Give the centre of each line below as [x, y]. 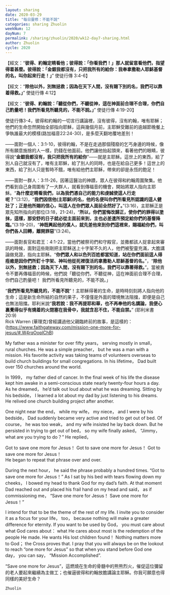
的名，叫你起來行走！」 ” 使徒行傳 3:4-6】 [48, 75]
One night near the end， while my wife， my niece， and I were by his [79, 411]
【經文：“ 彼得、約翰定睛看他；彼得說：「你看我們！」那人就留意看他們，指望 [85, 63]
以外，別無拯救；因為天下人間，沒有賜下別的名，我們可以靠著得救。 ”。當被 [83, 267]
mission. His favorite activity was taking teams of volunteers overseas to [81, 355]
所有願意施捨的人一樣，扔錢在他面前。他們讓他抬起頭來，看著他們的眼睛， [83, 150]
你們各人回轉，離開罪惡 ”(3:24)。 [39, 231]
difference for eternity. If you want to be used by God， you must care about [85, 524]
